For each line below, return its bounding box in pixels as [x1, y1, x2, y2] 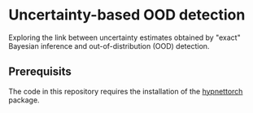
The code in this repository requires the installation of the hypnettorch [8, 86, 243, 96]
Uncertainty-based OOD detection [8, 6, 246, 24]
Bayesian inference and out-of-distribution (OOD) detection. [8, 41, 210, 50]
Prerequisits [8, 65, 72, 79]
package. [8, 95, 40, 105]
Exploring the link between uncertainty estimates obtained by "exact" [8, 33, 242, 42]
